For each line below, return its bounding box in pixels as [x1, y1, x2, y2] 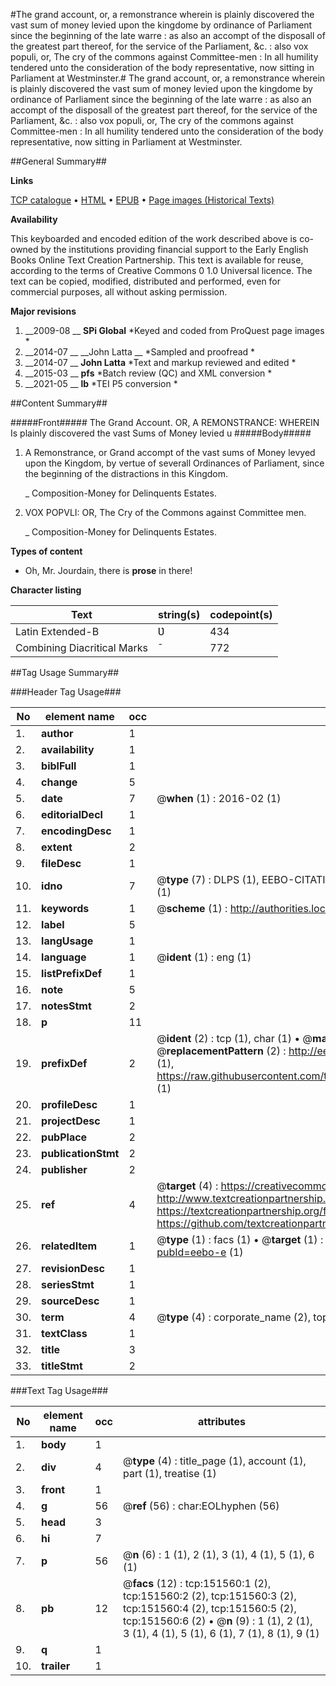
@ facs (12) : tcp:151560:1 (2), [123, 1577, 272, 1590]
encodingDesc [41, 824, 112, 838]
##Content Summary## [10, 397, 108, 409]
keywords [41, 902, 90, 915]
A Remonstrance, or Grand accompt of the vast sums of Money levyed [24, 447, 316, 458]
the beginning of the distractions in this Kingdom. [24, 468, 229, 479]
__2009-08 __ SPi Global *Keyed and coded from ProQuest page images [24, 325, 325, 336]
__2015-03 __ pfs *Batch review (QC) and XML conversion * [24, 367, 273, 379]
